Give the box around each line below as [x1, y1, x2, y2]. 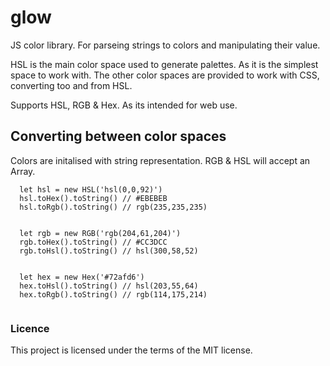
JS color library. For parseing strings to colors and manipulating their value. [10, 39, 321, 51]
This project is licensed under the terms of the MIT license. [10, 344, 253, 356]
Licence [10, 321, 50, 335]
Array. [10, 165, 36, 177]
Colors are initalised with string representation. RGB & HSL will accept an [10, 154, 311, 166]
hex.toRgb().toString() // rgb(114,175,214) [19, 289, 208, 300]
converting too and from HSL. [10, 79, 133, 91]
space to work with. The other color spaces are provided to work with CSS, [10, 69, 320, 81]
